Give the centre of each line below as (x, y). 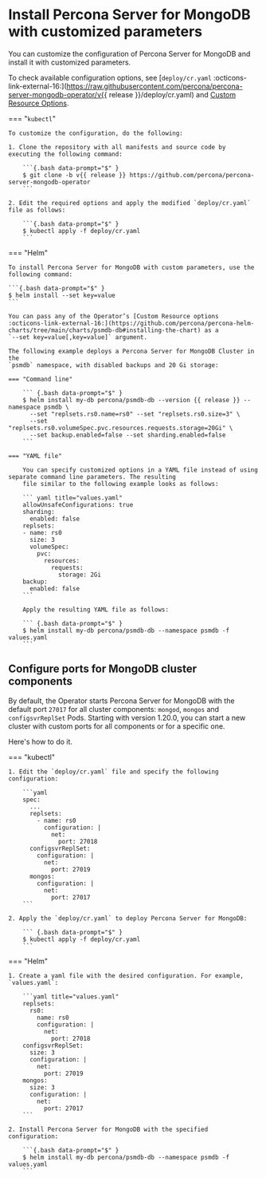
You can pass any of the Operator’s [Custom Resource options (113, 316)
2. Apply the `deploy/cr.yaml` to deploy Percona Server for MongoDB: (128, 918)
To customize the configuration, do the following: (96, 133)
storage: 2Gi (80, 575)
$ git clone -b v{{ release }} (74, 175)
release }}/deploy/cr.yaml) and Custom (172, 94)
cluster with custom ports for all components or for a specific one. (117, 726)
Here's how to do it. (41, 741)
